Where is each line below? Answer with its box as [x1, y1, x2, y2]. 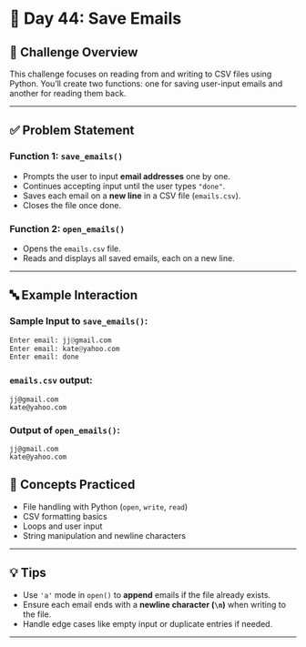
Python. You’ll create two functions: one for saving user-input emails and [9, 78, 283, 89]
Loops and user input [22, 521, 103, 531]
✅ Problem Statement [9, 123, 135, 138]
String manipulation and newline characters [22, 530, 187, 541]
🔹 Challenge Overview [9, 45, 138, 60]
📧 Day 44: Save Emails [9, 8, 182, 29]
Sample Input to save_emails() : [9, 315, 148, 328]
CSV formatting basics [22, 511, 107, 521]
